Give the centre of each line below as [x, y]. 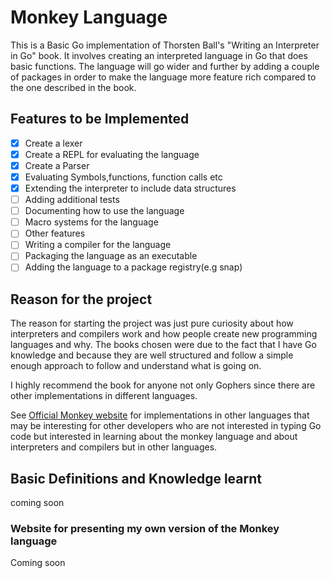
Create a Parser [57, 165]
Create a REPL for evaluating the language [112, 154]
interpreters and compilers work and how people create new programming [164, 334]
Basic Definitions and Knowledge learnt [136, 478]
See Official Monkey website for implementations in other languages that [160, 415]
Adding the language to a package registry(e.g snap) [133, 267]
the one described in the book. [73, 87]
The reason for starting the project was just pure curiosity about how [152, 323]
